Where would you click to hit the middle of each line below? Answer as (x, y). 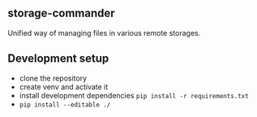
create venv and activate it (64, 87)
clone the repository (53, 78)
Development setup (58, 59)
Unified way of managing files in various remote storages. (104, 32)
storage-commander (61, 13)
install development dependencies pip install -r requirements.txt (134, 95)
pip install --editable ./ (65, 105)
